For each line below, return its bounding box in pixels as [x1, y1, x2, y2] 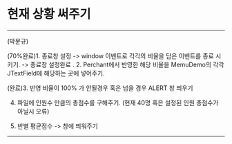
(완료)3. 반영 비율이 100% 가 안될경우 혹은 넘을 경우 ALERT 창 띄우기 [7, 84, 193, 92]
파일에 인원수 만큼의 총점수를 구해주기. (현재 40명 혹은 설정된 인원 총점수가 [17, 98, 219, 107]
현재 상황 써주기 [7, 6, 91, 22]
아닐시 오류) [17, 107, 50, 115]
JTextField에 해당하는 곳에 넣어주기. [7, 69, 105, 77]
